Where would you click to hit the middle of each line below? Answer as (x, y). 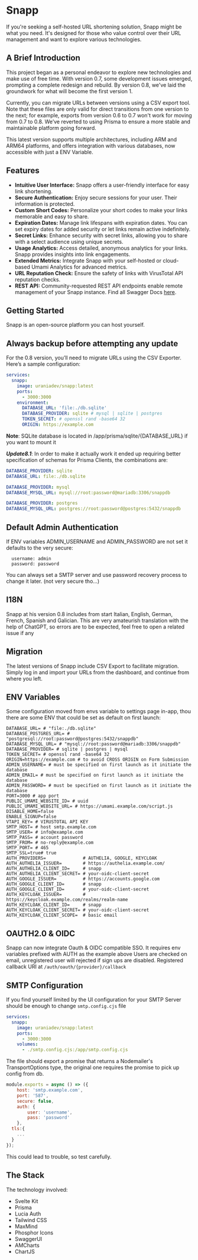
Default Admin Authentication (62, 527)
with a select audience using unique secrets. (69, 241)
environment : (33, 403)
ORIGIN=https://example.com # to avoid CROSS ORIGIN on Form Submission (98, 760)
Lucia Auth (28, 1214)
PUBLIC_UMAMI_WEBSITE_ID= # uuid (47, 801)
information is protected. (45, 204)
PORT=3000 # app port (33, 796)
